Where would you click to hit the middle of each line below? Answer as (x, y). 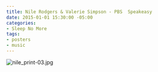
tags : (13, 34)
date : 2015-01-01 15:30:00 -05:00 (50, 17)
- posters (19, 40)
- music (16, 46)
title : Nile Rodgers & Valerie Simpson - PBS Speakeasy (79, 12)
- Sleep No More (27, 28)
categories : (21, 23)
